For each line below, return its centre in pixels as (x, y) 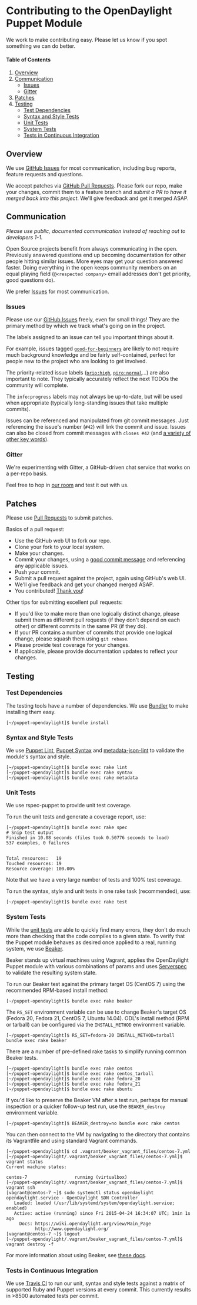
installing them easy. (31, 712)
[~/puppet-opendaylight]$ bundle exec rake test (67, 902)
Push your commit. (37, 572)
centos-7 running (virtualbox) (67, 1177)
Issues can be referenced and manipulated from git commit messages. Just (98, 420)
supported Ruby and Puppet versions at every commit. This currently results (98, 1290)
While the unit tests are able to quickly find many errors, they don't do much (98, 929)
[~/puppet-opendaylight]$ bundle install (58, 723)
